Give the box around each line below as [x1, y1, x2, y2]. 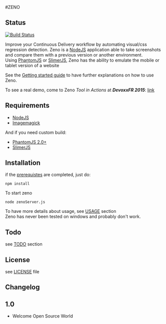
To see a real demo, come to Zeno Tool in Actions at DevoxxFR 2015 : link [5, 87, 155, 93]
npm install [5, 181, 30, 187]
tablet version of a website [5, 62, 59, 68]
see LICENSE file [5, 269, 40, 275]
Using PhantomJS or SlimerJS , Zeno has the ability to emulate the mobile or [5, 57, 160, 63]
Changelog [5, 283, 40, 292]
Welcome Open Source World [12, 313, 73, 319]
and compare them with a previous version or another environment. [5, 52, 143, 58]
